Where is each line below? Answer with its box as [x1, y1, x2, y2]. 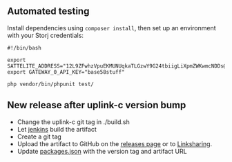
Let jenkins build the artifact [17, 125, 97, 133]
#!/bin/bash [7, 44, 41, 51]
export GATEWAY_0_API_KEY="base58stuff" [7, 68, 126, 75]
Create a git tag [17, 132, 62, 141]
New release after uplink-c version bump [7, 99, 186, 111]
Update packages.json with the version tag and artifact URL [17, 147, 188, 155]
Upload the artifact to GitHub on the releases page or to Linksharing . [17, 139, 213, 148]
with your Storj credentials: [7, 31, 84, 39]
